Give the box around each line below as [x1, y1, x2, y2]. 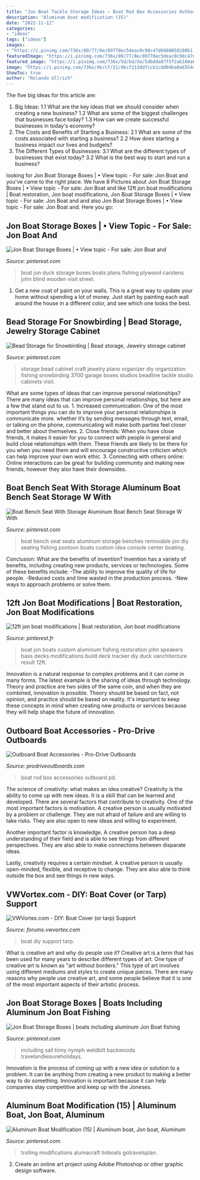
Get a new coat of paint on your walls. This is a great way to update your [14, 287, 193, 294]
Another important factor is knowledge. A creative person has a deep [6, 829, 176, 836]
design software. [14, 1167, 57, 1174]
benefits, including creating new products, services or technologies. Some [6, 561, 189, 569]
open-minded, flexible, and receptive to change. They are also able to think [6, 866, 190, 873]
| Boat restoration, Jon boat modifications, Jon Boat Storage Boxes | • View [6, 191, 192, 198]
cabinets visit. [20, 378, 55, 385]
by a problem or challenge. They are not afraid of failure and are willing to [6, 811, 187, 818]
